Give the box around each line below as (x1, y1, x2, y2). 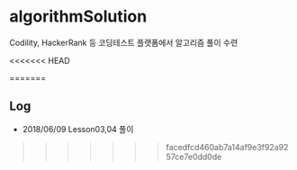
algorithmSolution (9, 6, 148, 27)
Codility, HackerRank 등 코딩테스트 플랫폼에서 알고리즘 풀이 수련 (9, 37, 238, 48)
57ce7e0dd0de (166, 151, 222, 162)
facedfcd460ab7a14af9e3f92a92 (166, 141, 289, 152)
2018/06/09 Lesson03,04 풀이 (22, 123, 134, 134)
